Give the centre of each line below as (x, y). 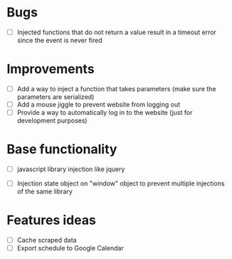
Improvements (51, 69)
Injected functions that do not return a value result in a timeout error (116, 32)
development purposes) (52, 121)
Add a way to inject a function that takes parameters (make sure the (116, 88)
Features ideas (52, 220)
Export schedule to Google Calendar (70, 248)
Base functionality (62, 149)
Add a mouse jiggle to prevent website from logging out (99, 105)
